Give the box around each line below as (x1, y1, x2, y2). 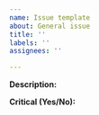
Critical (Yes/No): (9, 96, 76, 108)
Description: (9, 79, 57, 90)
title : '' (9, 30, 47, 39)
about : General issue (9, 22, 91, 31)
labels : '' (9, 38, 50, 48)
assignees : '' (9, 47, 63, 56)
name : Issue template (9, 13, 91, 22)
